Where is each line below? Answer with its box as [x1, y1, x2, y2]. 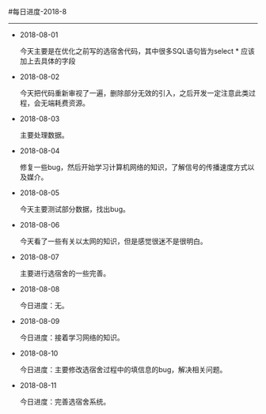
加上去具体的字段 [19, 56, 76, 66]
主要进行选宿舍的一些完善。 [19, 269, 111, 278]
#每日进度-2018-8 [8, 7, 67, 16]
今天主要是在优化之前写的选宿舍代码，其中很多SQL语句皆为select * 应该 [19, 47, 255, 55]
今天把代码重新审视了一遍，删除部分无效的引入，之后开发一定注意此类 [19, 88, 249, 97]
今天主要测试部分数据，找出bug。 [19, 205, 131, 213]
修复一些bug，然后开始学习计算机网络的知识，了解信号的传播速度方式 [19, 163, 248, 171]
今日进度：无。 [19, 301, 69, 310]
